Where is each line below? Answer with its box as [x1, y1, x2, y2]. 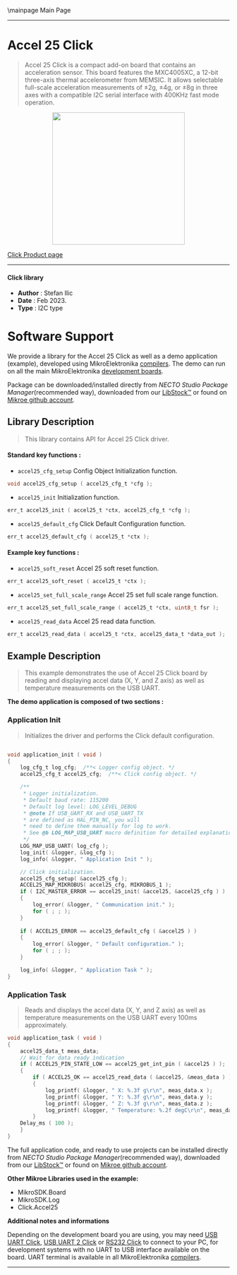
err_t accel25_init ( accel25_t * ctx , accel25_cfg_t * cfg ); [7, 506, 191, 514]
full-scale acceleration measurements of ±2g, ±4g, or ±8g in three [24, 83, 218, 91]
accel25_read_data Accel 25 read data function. [17, 617, 157, 625]
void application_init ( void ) [7, 751, 102, 758]
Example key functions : [7, 549, 80, 557]
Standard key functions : [7, 451, 81, 460]
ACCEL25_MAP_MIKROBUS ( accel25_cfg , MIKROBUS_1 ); [20, 882, 172, 889]
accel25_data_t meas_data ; [20, 1048, 99, 1055]
